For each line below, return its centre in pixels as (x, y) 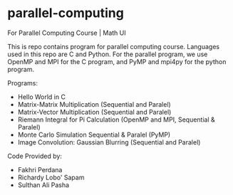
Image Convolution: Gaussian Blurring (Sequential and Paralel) (109, 142)
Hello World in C (42, 97)
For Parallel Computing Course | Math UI (67, 33)
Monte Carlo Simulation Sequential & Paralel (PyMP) (94, 135)
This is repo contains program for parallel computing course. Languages (113, 46)
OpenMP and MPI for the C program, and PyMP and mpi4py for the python (117, 61)
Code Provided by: (35, 156)
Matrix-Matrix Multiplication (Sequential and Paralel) (94, 104)
